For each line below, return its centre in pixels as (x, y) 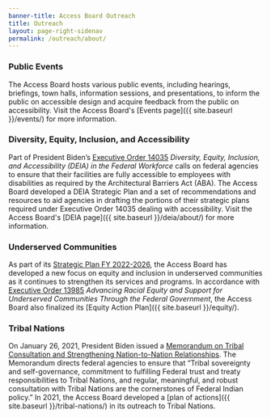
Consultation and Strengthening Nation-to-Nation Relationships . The (123, 355)
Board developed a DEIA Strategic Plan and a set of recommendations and (132, 192)
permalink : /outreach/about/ (57, 38)
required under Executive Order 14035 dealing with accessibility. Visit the (130, 209)
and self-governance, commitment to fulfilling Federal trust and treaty (125, 372)
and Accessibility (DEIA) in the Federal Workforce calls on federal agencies (133, 166)
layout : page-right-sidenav (56, 31)
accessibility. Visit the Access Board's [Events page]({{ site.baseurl (121, 110)
